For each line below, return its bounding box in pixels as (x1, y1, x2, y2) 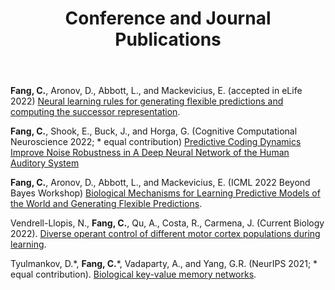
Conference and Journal (64, 7, 272, 30)
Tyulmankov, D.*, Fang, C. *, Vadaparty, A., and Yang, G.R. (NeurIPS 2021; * (10, 258, 318, 270)
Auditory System (10, 157, 80, 169)
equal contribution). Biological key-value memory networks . (10, 268, 257, 281)
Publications (114, 28, 222, 51)
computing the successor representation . (10, 106, 181, 118)
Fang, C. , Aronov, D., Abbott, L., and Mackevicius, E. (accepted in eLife (10, 85, 303, 97)
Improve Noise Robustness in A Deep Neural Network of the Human (10, 147, 290, 159)
